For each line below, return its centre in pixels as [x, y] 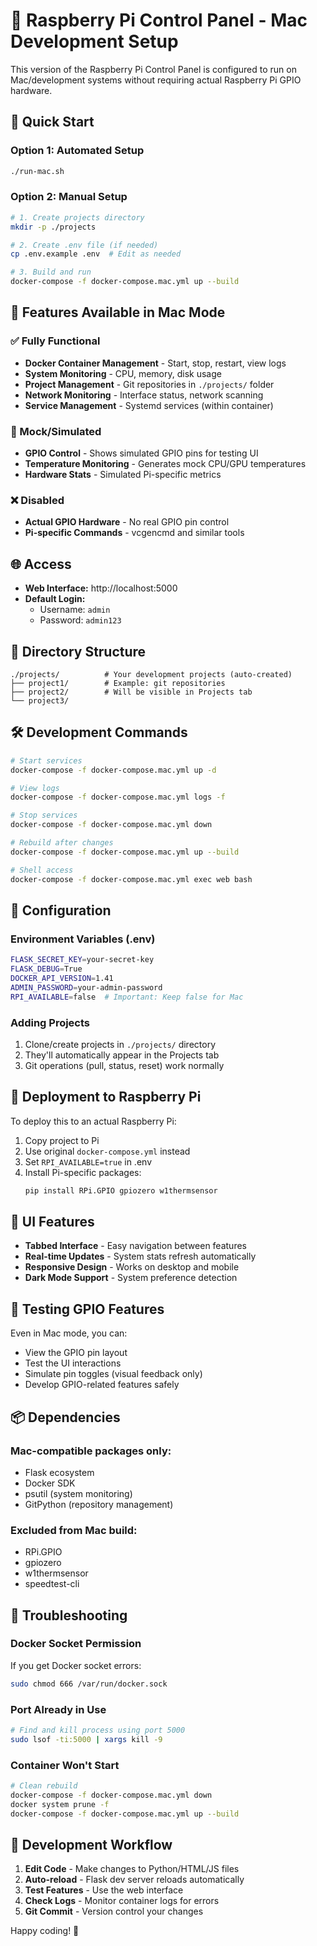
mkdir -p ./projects [53, 227]
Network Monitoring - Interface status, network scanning [144, 395]
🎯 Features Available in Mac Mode [118, 312]
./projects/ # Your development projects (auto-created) [151, 674]
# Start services [46, 760]
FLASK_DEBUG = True [46, 969]
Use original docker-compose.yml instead [107, 1151]
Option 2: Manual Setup [69, 197]
